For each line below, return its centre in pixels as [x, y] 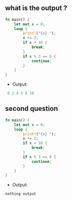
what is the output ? [36, 8]
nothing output [21, 194]
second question [32, 109]
